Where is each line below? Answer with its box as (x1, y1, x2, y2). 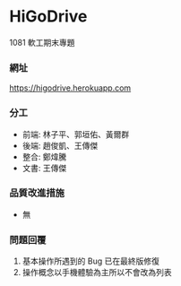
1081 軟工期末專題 (9, 37, 75, 48)
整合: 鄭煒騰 (22, 151, 67, 162)
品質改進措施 (9, 186, 65, 199)
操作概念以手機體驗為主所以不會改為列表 (22, 267, 172, 278)
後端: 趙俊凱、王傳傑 (22, 140, 99, 151)
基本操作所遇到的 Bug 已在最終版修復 (22, 256, 159, 266)
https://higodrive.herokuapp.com (9, 82, 132, 93)
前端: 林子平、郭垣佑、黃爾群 (22, 128, 130, 140)
